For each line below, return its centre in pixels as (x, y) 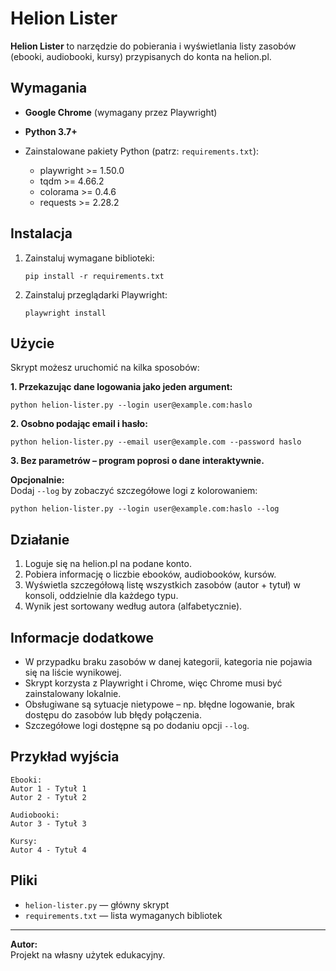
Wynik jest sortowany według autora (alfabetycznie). (133, 606)
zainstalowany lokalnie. (73, 693)
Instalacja (41, 233)
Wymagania (49, 88)
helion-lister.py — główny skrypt (97, 904)
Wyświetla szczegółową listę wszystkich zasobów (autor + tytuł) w (162, 585)
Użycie (32, 343)
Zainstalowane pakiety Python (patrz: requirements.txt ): (142, 151)
